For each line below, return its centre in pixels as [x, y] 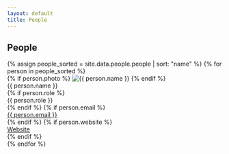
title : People [27, 20]
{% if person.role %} [36, 93]
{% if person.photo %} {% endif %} [86, 79]
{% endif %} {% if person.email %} [56, 107]
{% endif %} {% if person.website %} [60, 122]
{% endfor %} [27, 144]
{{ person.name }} [32, 86]
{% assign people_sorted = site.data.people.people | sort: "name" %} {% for [114, 64]
